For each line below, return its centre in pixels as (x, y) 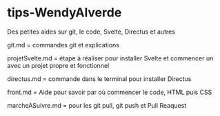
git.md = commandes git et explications (63, 45)
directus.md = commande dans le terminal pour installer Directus (99, 79)
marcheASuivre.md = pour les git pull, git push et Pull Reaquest (97, 105)
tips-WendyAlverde (64, 13)
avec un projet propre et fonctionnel (58, 65)
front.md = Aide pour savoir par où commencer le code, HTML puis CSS (110, 92)
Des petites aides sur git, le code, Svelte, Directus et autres (91, 32)
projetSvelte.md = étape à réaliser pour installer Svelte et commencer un (110, 58)
